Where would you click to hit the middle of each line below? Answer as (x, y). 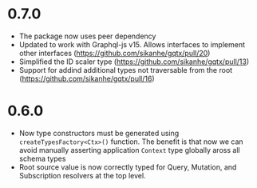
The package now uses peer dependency (87, 36)
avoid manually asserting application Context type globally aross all (129, 150)
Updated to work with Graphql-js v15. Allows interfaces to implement (132, 44)
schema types (42, 158)
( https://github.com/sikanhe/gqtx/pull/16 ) (87, 78)
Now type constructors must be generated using (99, 133)
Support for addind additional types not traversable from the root (126, 70)
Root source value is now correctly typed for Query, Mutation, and (128, 167)
